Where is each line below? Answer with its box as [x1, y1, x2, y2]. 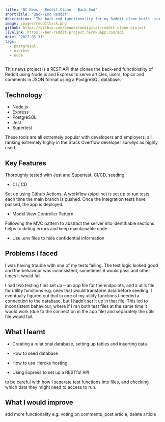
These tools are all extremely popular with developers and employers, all [5, 134, 152, 140]
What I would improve [5, 398, 74, 407]
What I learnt [5, 328, 46, 336]
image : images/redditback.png [5, 21, 67, 26]
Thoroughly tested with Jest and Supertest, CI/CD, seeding [5, 172, 125, 178]
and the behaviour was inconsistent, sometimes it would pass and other [5, 267, 151, 273]
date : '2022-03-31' [5, 35, 45, 40]
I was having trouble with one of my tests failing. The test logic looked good [5, 262, 158, 268]
